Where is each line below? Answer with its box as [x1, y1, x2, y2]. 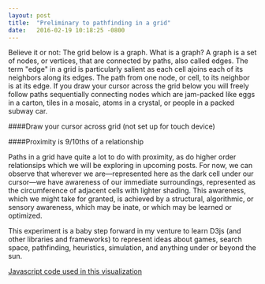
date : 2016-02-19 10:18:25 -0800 [8, 26, 125, 34]
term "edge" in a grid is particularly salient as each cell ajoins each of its [8, 65, 243, 74]
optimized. [8, 211, 43, 221]
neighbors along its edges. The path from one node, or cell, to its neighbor [8, 73, 250, 83]
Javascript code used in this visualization [8, 267, 142, 276]
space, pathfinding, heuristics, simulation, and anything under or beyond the [8, 243, 256, 252]
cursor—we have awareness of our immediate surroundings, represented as [8, 177, 256, 187]
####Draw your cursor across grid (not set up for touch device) [8, 121, 215, 131]
